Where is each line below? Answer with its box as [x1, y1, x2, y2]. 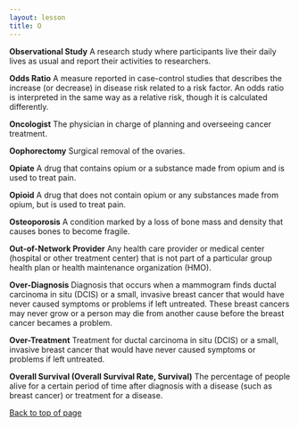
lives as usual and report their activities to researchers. [9, 55, 212, 66]
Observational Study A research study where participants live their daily [9, 46, 277, 56]
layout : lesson [9, 13, 66, 22]
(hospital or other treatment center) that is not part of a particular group [9, 252, 272, 264]
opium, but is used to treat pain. [9, 198, 127, 210]
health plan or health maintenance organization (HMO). [9, 262, 212, 272]
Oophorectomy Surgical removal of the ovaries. [9, 145, 186, 156]
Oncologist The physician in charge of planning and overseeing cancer [9, 118, 272, 130]
